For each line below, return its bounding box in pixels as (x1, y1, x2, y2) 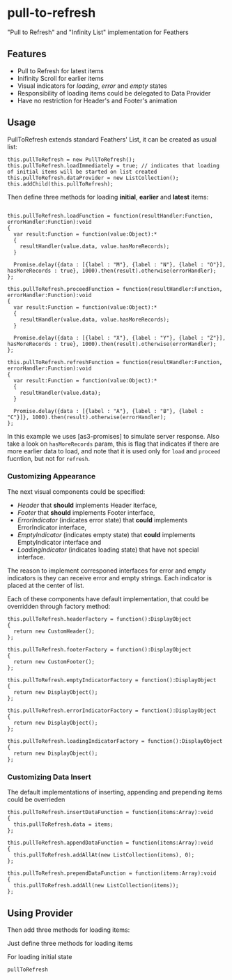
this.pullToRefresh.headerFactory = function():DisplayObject (7, 615, 192, 622)
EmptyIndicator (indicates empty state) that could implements (17, 530, 196, 538)
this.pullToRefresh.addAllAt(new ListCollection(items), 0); (13, 852, 195, 859)
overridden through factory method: (7, 602, 111, 610)
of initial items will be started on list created (7, 168, 157, 175)
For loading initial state (7, 952, 72, 960)
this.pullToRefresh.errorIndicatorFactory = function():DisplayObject (7, 707, 217, 714)
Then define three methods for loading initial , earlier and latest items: (7, 193, 209, 201)
